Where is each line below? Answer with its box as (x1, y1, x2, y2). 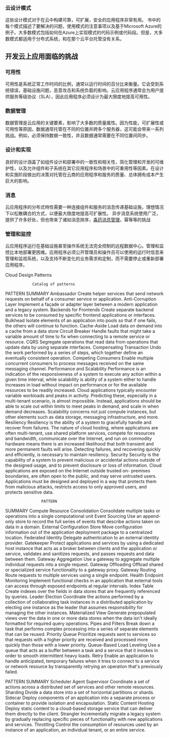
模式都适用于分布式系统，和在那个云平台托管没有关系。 (9, 36, 124, 42)
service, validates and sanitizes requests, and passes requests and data (5, 551, 154, 557)
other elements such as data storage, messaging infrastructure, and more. (5, 414, 159, 420)
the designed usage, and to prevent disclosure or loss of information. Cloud (5, 462, 162, 468)
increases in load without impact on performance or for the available (5, 382, 147, 388)
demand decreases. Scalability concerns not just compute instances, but (5, 409, 156, 415)
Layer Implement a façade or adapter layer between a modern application (5, 302, 158, 308)
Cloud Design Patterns (5, 272, 52, 278)
